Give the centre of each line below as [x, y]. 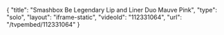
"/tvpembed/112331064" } [43, 24]
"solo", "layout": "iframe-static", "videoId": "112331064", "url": [94, 17]
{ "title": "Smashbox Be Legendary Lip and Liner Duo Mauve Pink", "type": [112, 10]
